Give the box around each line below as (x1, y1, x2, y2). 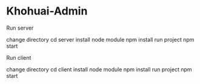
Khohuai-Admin (6, 4, 88, 18)
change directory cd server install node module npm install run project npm (6, 36, 195, 43)
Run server (6, 24, 34, 31)
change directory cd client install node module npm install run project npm (6, 65, 192, 73)
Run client (6, 54, 32, 61)
